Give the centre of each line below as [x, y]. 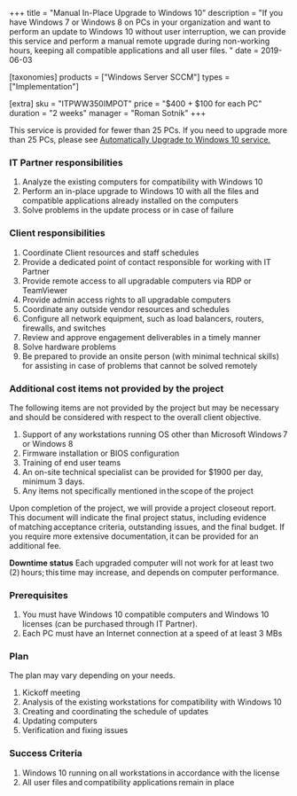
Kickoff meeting [51, 693]
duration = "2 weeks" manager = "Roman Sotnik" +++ [108, 113]
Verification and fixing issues [75, 730]
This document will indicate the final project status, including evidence [138, 517]
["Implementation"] [44, 86]
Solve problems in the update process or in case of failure [128, 210]
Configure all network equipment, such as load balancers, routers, [143, 318]
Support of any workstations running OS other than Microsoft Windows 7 [155, 434]
